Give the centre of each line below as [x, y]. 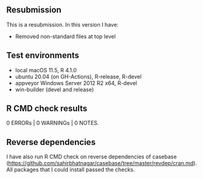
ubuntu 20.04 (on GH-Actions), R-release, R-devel [78, 76]
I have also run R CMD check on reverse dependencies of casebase [91, 157]
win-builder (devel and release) [55, 89]
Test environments [43, 56]
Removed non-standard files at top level [65, 36]
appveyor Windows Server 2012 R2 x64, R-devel [76, 83]
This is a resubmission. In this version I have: [62, 24]
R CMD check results [47, 109]
